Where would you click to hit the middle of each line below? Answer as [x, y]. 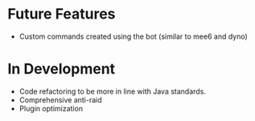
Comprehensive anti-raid [60, 100]
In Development [62, 69]
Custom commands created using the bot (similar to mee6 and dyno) [134, 36]
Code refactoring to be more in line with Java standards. [113, 91]
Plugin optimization [51, 108]
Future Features [62, 14]
